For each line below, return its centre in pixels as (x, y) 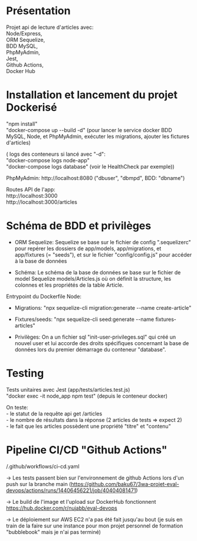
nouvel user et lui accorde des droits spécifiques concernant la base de (102, 343)
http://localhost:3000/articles (42, 202)
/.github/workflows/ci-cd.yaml (43, 466)
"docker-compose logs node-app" (48, 160)
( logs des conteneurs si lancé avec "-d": (56, 154)
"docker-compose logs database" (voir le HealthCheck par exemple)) (91, 166)
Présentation (38, 11)
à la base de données (41, 261)
